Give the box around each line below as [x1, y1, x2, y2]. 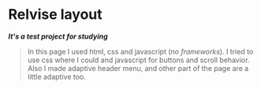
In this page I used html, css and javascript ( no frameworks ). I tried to [27, 46, 254, 56]
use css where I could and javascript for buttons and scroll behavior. [27, 55, 250, 65]
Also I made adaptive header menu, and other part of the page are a [27, 63, 249, 72]
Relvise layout [8, 6, 103, 24]
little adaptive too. [27, 72, 87, 81]
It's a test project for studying [8, 32, 108, 41]
